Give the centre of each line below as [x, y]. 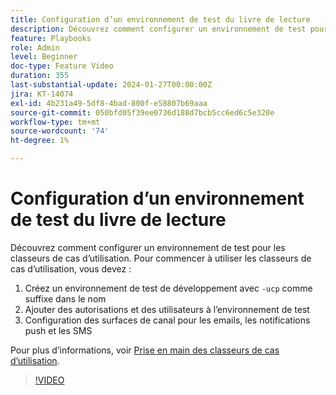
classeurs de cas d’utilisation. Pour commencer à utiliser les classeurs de [161, 258]
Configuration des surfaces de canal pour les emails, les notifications [167, 320]
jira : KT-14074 [42, 94]
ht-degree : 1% [40, 141]
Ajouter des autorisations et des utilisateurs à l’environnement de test [167, 309]
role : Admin [35, 47]
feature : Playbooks [51, 38]
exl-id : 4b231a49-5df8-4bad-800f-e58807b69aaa [109, 103]
